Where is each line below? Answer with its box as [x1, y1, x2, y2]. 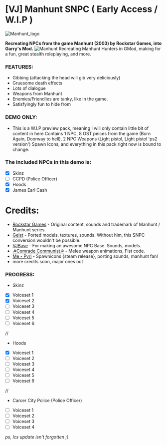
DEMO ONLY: [5, 114, 37, 121]
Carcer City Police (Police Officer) [12, 398, 82, 404]
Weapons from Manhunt [12, 91, 62, 97]
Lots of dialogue [12, 85, 46, 91]
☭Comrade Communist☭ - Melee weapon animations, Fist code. [12, 248, 146, 254]
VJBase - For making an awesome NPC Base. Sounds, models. [12, 243, 142, 249]
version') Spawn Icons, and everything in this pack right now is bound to [12, 141, 162, 147]
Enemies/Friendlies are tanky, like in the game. [12, 96, 108, 102]
